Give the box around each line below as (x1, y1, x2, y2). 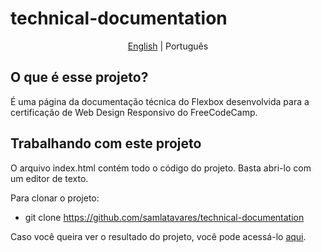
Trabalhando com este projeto (10, 135, 202, 152)
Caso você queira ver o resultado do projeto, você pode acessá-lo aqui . (10, 230, 307, 242)
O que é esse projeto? (10, 69, 149, 86)
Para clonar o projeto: (10, 192, 100, 204)
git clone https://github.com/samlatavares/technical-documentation (24, 211, 305, 223)
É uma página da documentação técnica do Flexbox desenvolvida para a (10, 95, 310, 107)
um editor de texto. (10, 172, 89, 184)
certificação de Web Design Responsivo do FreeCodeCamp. (10, 106, 258, 118)
